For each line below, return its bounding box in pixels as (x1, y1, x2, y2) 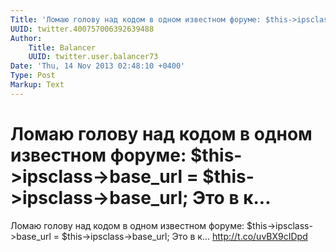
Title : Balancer (28, 42, 97, 53)
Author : (10, 33, 43, 43)
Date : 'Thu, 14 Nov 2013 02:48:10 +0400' (10, 61, 186, 71)
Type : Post (10, 71, 56, 81)
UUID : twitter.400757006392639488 (10, 24, 155, 34)
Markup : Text (10, 80, 65, 90)
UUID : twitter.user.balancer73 (28, 52, 159, 62)
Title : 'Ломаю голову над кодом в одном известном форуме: (10, 14, 262, 25)
